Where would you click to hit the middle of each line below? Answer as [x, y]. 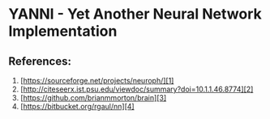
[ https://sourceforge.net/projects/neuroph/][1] [97, 81]
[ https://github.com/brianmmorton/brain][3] [93, 98]
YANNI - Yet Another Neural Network [135, 14]
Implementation [63, 31]
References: [40, 61]
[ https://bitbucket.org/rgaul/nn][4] [77, 106]
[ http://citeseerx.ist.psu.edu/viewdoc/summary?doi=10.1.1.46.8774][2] [137, 89]
